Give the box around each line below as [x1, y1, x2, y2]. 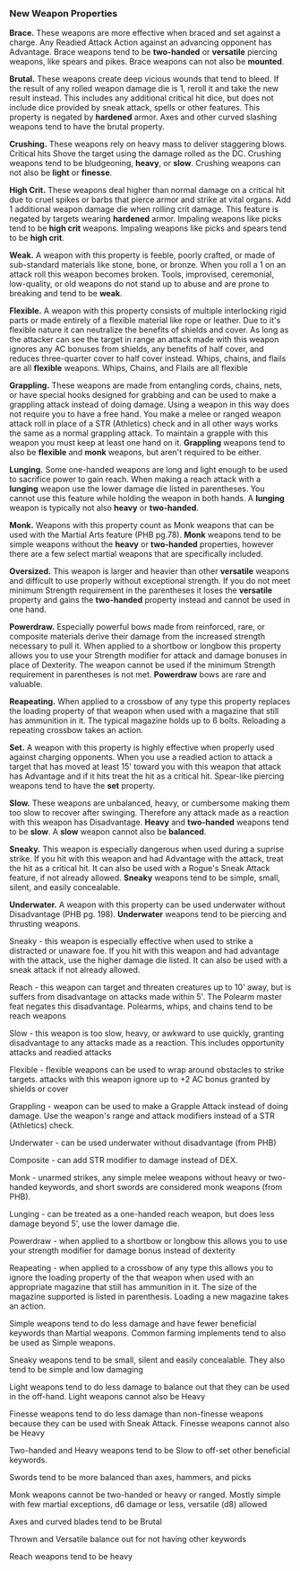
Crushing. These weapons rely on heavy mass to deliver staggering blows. [9, 138, 287, 150]
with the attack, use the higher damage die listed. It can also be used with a [9, 955, 288, 966]
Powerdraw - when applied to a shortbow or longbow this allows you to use [9, 1236, 288, 1247]
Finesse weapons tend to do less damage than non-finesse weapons [9, 1408, 264, 1419]
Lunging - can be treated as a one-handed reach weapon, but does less [9, 1209, 275, 1220]
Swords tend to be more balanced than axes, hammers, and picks [9, 1472, 252, 1483]
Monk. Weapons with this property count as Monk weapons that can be [9, 520, 275, 531]
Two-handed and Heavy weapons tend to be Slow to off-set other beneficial [9, 1445, 291, 1456]
